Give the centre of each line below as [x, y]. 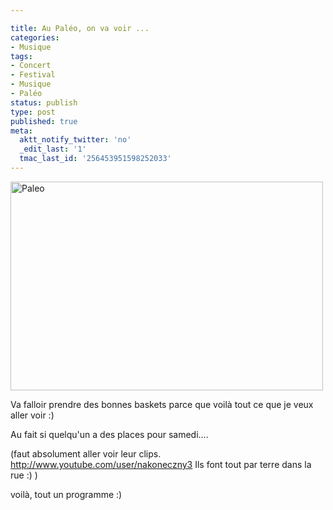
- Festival [33, 75]
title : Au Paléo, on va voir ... [80, 28]
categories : [35, 37]
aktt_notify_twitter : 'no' [75, 140]
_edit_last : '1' [53, 149]
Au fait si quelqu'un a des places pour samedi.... [109, 434]
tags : [21, 56]
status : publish [44, 102]
